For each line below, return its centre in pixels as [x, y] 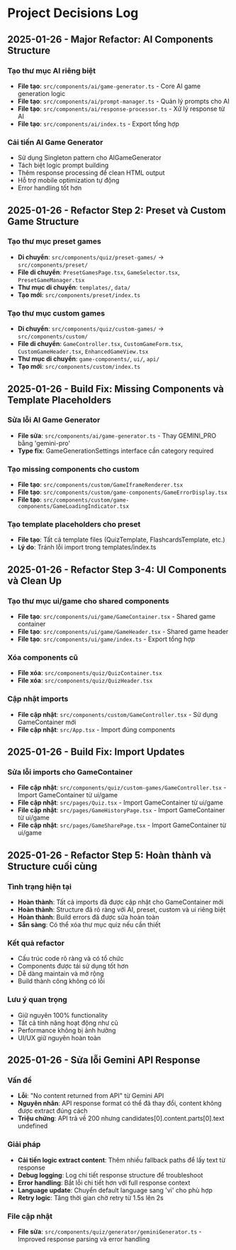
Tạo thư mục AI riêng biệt [52, 70]
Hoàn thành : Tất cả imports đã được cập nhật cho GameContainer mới [120, 902]
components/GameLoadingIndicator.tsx [73, 507]
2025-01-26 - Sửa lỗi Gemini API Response [104, 1060]
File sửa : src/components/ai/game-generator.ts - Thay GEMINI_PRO [117, 436]
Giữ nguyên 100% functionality [63, 1015]
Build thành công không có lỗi [61, 981]
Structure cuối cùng [52, 866]
